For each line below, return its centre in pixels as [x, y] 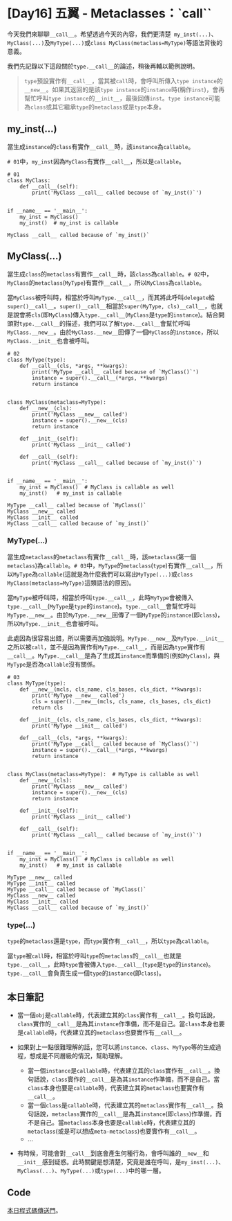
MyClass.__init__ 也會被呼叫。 [50, 340]
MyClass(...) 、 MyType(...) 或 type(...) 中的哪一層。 [91, 1170]
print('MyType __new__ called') [79, 695]
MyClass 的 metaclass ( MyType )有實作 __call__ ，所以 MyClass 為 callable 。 [106, 282]
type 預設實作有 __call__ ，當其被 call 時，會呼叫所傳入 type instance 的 [123, 80]
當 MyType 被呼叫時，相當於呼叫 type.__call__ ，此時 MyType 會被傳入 [100, 597]
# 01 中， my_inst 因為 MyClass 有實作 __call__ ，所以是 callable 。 [96, 161]
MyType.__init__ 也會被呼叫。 [61, 623]
